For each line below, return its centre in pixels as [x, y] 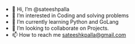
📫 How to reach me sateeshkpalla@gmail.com [69, 35]
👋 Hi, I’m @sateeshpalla [41, 9]
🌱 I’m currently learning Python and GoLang [65, 22]
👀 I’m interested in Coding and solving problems [70, 15]
